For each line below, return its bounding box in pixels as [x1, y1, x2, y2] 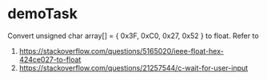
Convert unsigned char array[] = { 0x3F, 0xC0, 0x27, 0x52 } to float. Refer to [7, 31, 259, 40]
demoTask [7, 5, 78, 23]
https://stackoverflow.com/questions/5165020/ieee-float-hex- [18, 46, 225, 55]
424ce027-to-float [18, 55, 82, 64]
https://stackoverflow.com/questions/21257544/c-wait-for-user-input [18, 63, 249, 72]
